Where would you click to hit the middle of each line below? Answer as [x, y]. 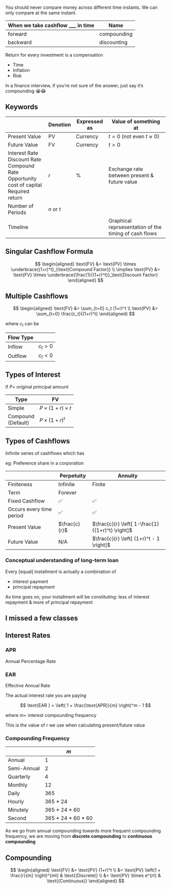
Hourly [16, 802]
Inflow [15, 347]
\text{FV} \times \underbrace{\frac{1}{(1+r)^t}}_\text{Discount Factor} [85, 275]
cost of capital [25, 185]
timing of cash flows [133, 233]
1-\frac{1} [146, 524]
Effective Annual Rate [28, 685]
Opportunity [22, 178]
